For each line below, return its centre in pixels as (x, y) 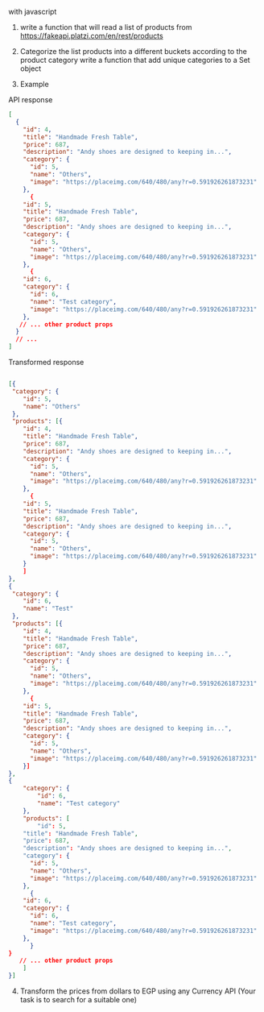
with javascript (33, 12)
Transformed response (46, 362)
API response (31, 100)
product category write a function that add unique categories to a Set (135, 60)
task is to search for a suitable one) (78, 1000)
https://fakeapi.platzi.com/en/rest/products (91, 36)
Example (35, 84)
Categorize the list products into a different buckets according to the (133, 51)
